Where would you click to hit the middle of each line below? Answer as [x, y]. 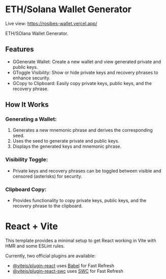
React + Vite [32, 226]
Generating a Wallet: [31, 119]
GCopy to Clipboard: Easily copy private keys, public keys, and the [82, 83]
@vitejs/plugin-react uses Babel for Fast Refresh [63, 265]
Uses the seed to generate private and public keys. [66, 141]
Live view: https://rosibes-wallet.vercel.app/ [51, 23]
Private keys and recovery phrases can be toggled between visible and [87, 171]
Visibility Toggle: [27, 160]
